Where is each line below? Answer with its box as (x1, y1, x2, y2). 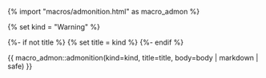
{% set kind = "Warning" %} (7, 22, 101, 31)
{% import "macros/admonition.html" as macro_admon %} (7, 7, 200, 16)
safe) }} (7, 61, 33, 71)
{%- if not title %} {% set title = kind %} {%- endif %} (7, 37, 184, 47)
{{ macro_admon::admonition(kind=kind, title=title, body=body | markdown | (7, 53, 259, 62)
